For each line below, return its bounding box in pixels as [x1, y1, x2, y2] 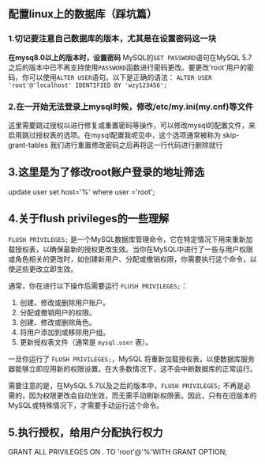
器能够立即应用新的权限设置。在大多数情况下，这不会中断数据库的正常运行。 [8, 364, 257, 373]
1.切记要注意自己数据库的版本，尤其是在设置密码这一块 [8, 33, 217, 44]
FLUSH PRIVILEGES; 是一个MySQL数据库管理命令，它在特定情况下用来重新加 [8, 234, 253, 243]
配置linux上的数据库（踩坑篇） [8, 7, 158, 21]
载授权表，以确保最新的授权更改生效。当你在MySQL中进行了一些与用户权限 [8, 244, 254, 254]
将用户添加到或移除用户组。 [19, 327, 110, 337]
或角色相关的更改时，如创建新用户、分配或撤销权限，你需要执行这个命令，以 [8, 254, 257, 263]
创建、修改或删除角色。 [19, 317, 96, 326]
